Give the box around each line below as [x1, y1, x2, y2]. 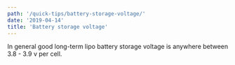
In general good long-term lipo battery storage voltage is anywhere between [7, 43, 229, 51]
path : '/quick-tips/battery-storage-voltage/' [7, 10, 146, 17]
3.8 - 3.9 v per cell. [7, 50, 62, 58]
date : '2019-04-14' [7, 17, 65, 24]
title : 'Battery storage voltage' [7, 23, 109, 30]
